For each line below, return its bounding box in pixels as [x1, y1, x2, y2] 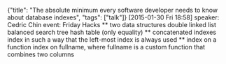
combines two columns [7, 50, 75, 58]
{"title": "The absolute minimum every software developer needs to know [7, 6, 218, 14]
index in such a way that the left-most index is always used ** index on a [7, 35, 217, 44]
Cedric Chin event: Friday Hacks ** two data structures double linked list [7, 21, 217, 29]
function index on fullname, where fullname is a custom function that [7, 43, 205, 51]
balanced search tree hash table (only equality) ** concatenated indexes [7, 28, 217, 36]
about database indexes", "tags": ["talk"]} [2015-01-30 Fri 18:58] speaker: [7, 13, 220, 22]
